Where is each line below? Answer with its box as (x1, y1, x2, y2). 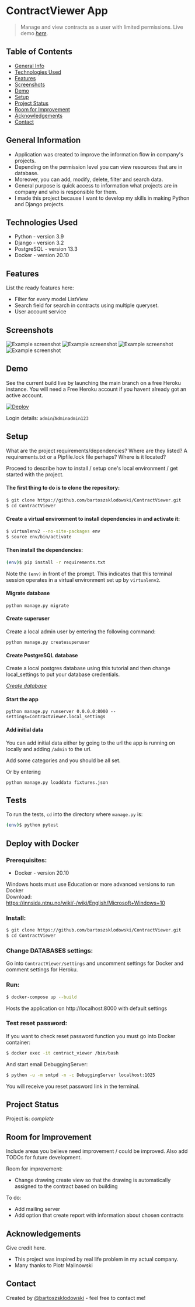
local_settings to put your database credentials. (6, 671, 120, 678)
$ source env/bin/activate (6, 534, 72, 540)
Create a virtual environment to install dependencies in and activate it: (6, 516, 180, 523)
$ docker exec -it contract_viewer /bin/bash (6, 1050, 119, 1056)
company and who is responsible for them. (14, 188, 118, 195)
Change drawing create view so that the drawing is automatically (14, 1176, 171, 1184)
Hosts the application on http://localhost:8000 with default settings (6, 1005, 168, 1012)
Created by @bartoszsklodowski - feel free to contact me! (6, 1294, 146, 1301)
